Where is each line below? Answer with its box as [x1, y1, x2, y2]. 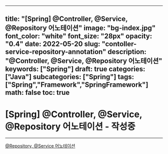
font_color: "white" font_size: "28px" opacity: [5, 32, 152, 41]
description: [107, 48, 146, 56]
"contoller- [101, 40, 137, 48]
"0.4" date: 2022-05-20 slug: [5, 40, 100, 48]
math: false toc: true [5, 88, 70, 97]
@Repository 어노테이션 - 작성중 [5, 121, 136, 132]
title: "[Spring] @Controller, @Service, [5, 15, 128, 23]
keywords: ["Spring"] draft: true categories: [5, 65, 145, 73]
